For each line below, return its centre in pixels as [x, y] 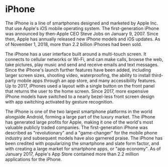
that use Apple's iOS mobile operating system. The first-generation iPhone [82, 28]
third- [157, 75]
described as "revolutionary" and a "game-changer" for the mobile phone [81, 132]
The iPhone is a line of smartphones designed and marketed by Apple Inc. [81, 23]
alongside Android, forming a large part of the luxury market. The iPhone [80, 116]
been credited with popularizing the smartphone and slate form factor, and [82, 143]
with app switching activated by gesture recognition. [59, 101]
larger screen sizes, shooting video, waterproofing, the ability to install [78, 75]
